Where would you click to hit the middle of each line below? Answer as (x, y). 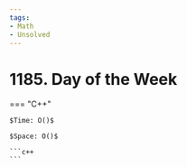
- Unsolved (30, 34)
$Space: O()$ (34, 136)
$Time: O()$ (32, 121)
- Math (22, 26)
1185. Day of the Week (93, 79)
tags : (19, 18)
